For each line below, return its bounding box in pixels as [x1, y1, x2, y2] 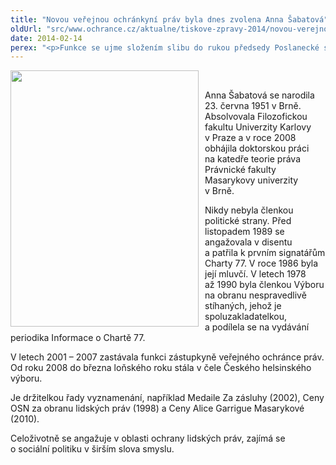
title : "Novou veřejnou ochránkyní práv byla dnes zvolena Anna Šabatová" [10, 14, 329, 25]
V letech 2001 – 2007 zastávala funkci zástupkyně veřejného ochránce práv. [10, 351, 325, 363]
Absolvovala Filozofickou [204, 111, 308, 123]
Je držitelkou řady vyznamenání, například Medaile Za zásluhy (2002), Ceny [10, 392, 325, 404]
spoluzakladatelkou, [204, 311, 288, 323]
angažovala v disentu [204, 236, 293, 248]
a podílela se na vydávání [204, 321, 310, 333]
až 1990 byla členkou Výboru [204, 279, 325, 291]
